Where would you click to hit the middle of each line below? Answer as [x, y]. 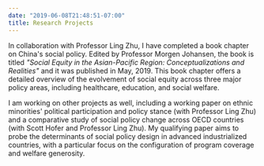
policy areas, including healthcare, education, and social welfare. [114, 87]
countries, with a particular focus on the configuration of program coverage [131, 145]
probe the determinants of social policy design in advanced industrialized [128, 136]
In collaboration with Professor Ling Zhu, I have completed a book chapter [129, 45]
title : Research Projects [51, 23]
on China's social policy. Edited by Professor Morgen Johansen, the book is [131, 54]
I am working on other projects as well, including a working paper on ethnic [131, 103]
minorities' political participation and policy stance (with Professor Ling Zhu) [132, 111]
